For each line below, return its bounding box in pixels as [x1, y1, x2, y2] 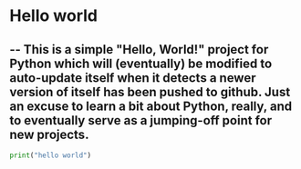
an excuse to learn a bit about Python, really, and [9, 98, 293, 114]
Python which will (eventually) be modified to [9, 55, 273, 71]
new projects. [9, 126, 89, 142]
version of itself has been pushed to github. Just [9, 84, 291, 100]
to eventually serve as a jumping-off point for [9, 113, 272, 128]
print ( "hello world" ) [9, 151, 92, 160]
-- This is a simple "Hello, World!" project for [9, 42, 269, 57]
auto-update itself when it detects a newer [9, 70, 256, 85]
